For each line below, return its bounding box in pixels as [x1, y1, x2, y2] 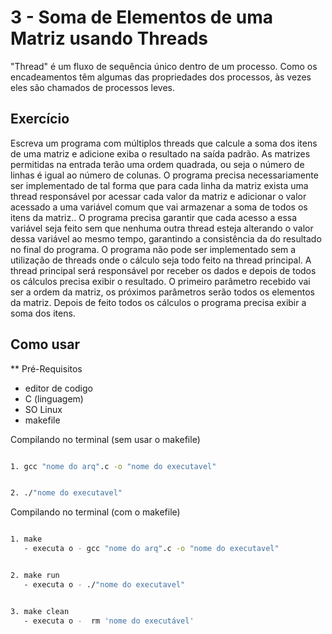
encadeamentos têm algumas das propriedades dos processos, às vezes [10, 71, 312, 83]
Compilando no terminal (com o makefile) [10, 506, 181, 518]
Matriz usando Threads [10, 27, 209, 50]
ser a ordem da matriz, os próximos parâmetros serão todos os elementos [10, 286, 315, 298]
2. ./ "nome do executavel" [10, 488, 123, 498]
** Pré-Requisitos [10, 362, 83, 375]
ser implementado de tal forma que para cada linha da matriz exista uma [10, 179, 309, 191]
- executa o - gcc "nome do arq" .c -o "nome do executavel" [23, 544, 280, 554]
